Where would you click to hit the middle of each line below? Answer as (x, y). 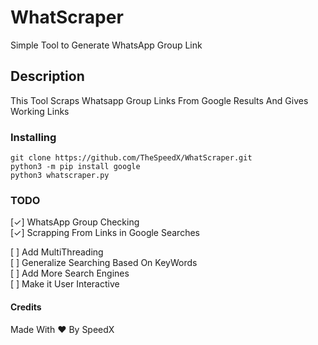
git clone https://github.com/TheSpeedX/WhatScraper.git (131, 158)
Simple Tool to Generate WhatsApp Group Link (106, 45)
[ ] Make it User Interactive (65, 284)
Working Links (40, 111)
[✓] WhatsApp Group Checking (75, 222)
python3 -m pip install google (75, 167)
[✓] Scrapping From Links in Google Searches (105, 233)
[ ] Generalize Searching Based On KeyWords (104, 263)
